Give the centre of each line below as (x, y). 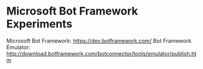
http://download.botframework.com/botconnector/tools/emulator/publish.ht (102, 53)
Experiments (39, 24)
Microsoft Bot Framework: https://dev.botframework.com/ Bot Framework (99, 41)
